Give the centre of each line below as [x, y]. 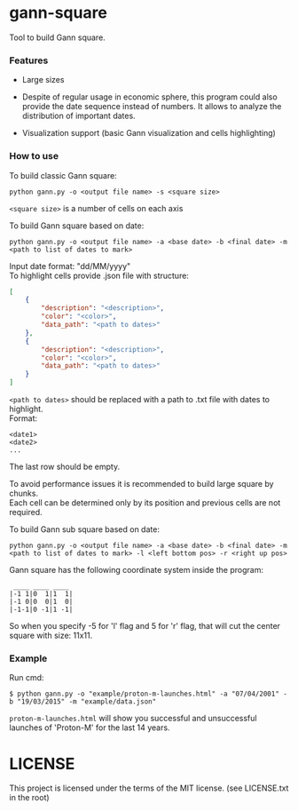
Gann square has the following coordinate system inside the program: [137, 570]
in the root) [30, 798]
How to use [34, 156]
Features [29, 60]
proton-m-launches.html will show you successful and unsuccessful [133, 719]
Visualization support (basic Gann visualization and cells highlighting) [149, 133]
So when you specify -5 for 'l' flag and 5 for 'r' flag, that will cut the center [145, 626]
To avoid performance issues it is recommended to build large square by [141, 484]
